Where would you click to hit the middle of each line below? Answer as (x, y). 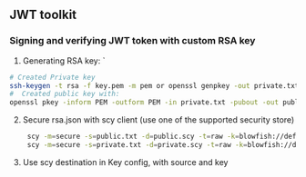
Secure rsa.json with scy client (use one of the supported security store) (158, 120)
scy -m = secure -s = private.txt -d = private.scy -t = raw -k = (137, 145)
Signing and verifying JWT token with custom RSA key (133, 41)
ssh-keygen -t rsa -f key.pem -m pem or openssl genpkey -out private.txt (154, 85)
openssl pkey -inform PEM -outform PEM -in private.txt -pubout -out (144, 103)
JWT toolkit (43, 15)
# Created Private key (52, 77)
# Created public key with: (65, 94)
